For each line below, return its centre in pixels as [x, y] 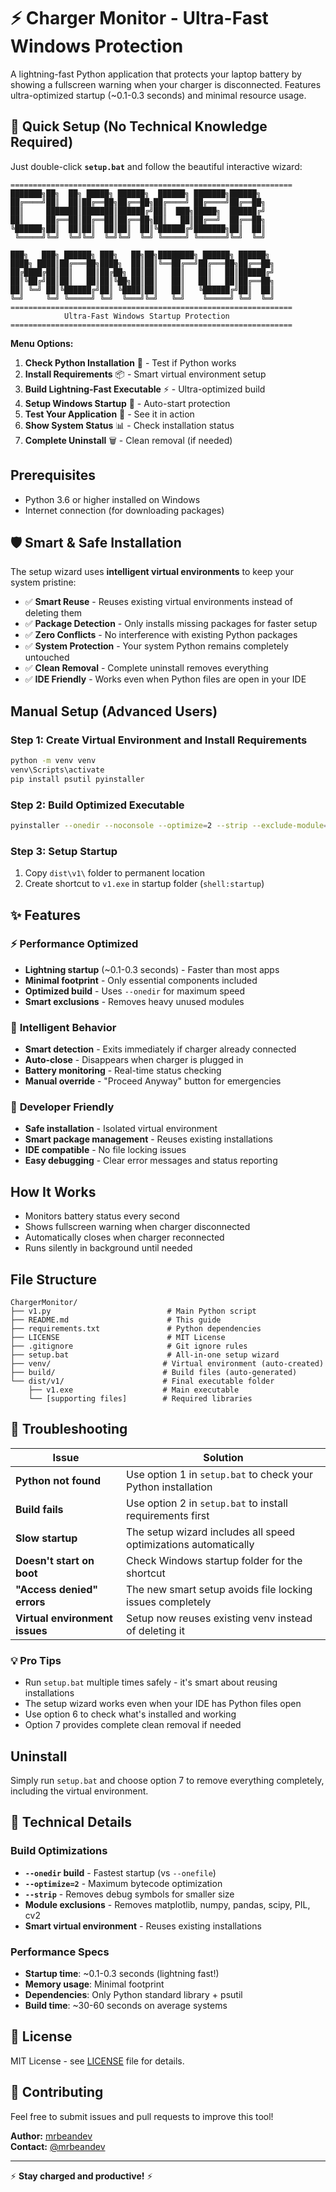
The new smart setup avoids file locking [219, 1589]
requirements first [168, 1515]
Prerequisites [53, 475]
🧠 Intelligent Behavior [63, 1027]
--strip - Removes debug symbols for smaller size [129, 1894]
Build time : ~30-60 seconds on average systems [126, 2005]
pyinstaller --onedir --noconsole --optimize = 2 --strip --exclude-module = [169, 825]
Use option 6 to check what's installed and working [130, 1714]
